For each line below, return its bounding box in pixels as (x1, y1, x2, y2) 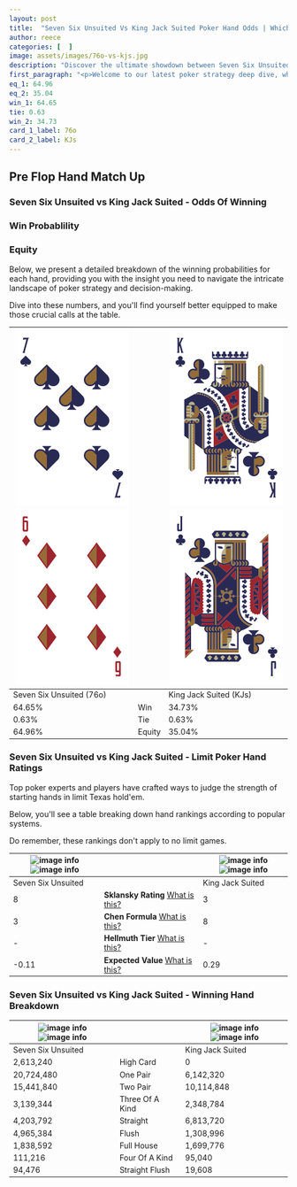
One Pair (118, 1069, 151, 1080)
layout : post (9, 14, 57, 23)
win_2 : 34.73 (9, 117, 57, 126)
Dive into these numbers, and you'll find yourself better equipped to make (9, 299, 278, 310)
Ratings (9, 762, 43, 775)
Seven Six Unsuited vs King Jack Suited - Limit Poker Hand (9, 751, 267, 763)
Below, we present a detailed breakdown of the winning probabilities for (9, 264, 270, 274)
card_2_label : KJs (9, 135, 77, 145)
